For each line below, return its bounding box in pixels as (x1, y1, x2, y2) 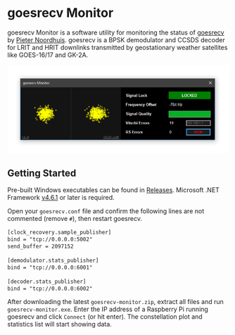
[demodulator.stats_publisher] (7, 257, 99, 264)
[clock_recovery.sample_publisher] (7, 229, 112, 236)
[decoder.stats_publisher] (7, 278, 87, 285)
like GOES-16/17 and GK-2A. (7, 51, 89, 59)
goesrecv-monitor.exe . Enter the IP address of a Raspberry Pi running (7, 305, 209, 313)
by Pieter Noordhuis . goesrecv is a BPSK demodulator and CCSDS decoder (7, 35, 225, 44)
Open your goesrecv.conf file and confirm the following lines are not (7, 206, 205, 215)
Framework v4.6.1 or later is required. (7, 193, 115, 201)
